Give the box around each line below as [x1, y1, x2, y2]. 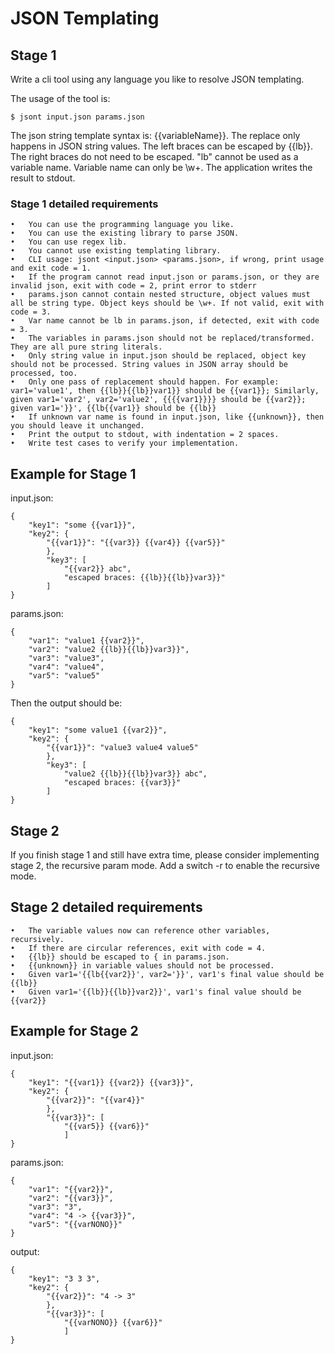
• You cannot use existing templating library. [10, 246, 222, 256]
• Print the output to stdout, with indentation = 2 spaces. [10, 430, 280, 440]
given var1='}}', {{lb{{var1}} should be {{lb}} [10, 403, 217, 414]
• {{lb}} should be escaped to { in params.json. [10, 952, 230, 962]
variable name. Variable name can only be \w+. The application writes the [10, 162, 313, 173]
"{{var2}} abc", [63, 564, 132, 574]
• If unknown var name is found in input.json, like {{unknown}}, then [10, 412, 325, 422]
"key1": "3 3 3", [28, 1273, 101, 1284]
